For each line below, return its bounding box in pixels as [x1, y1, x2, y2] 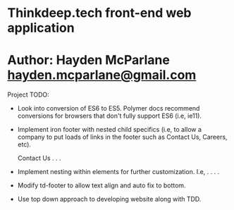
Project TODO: [7, 90, 49, 99]
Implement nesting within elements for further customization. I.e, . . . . [17, 168, 220, 176]
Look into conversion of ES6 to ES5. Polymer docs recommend [17, 104, 200, 113]
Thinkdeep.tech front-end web [7, 5, 192, 21]
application [7, 20, 75, 36]
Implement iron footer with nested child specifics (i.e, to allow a [17, 125, 202, 134]
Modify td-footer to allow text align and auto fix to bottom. [17, 181, 186, 190]
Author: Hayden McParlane [7, 52, 171, 68]
